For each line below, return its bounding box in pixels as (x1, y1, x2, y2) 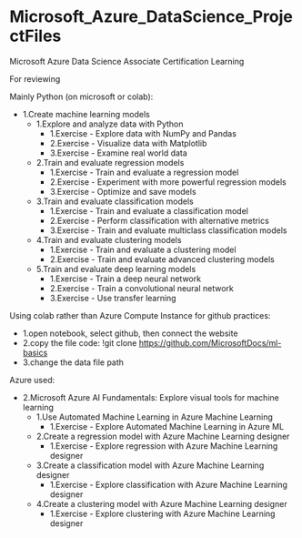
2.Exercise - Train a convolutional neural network (49, 282, 235, 293)
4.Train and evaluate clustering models (35, 234, 182, 245)
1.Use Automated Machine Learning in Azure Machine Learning (35, 411, 273, 422)
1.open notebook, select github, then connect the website (22, 328, 238, 339)
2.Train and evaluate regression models (35, 157, 185, 167)
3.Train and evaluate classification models (35, 196, 194, 207)
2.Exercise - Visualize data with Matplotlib (49, 137, 207, 148)
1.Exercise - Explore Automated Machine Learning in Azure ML (49, 421, 285, 431)
